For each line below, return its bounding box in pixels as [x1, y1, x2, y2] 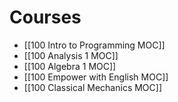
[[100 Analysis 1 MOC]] [23, 49, 119, 61]
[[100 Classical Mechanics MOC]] [23, 81, 163, 93]
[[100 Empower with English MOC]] [23, 71, 169, 83]
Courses [9, 6, 82, 29]
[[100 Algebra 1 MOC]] [23, 60, 117, 72]
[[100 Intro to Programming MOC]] [23, 39, 166, 51]
